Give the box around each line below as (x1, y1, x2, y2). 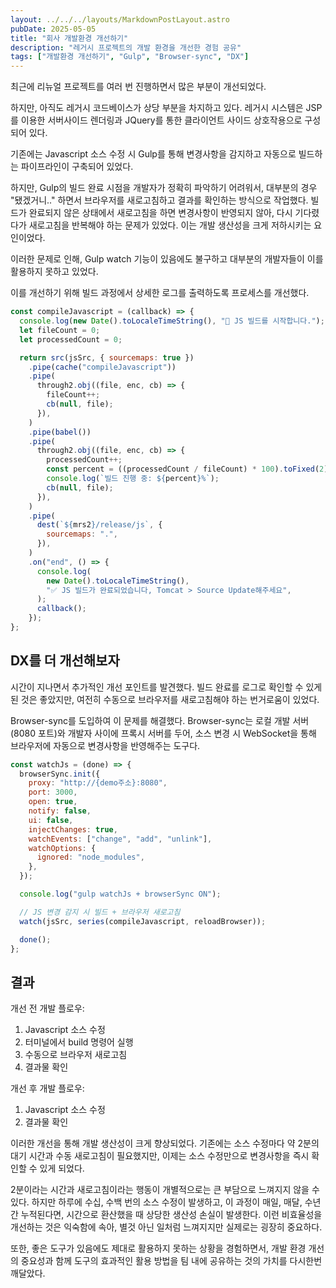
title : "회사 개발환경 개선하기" (10, 33, 129, 43)
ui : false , (28, 815, 74, 825)
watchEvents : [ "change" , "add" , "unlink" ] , (28, 834, 213, 844)
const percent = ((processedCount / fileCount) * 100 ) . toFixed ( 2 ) (46, 464, 329, 475)
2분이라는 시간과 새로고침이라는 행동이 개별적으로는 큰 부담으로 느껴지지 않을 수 (10, 1184, 320, 1196)
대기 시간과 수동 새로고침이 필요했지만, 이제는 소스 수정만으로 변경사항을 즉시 (10, 1150, 310, 1162)
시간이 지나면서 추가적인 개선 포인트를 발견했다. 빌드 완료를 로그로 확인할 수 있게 (10, 681, 323, 693)
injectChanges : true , (28, 824, 118, 835)
